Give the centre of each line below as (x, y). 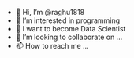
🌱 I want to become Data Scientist (71, 29)
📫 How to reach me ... (52, 46)
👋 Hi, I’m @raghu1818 (50, 12)
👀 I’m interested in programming (68, 20)
